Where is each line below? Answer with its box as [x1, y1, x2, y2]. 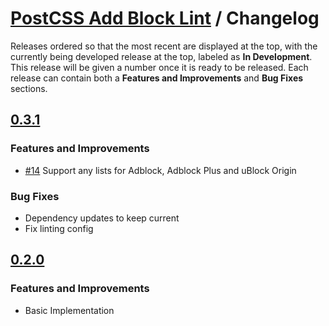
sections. [10, 82, 48, 94]
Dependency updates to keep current [24, 212, 180, 224]
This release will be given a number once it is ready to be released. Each [10, 61, 309, 73]
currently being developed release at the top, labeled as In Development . [10, 50, 313, 62]
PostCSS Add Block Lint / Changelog [10, 7, 320, 30]
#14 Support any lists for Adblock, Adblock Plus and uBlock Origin [24, 164, 297, 176]
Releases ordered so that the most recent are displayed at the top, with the [10, 40, 318, 52]
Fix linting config [24, 222, 94, 234]
